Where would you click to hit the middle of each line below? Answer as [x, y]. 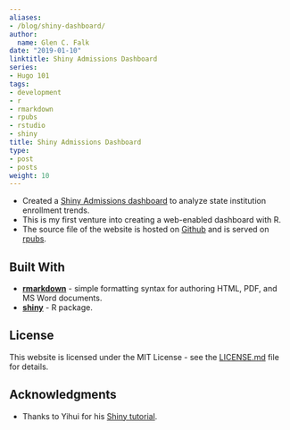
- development [36, 92]
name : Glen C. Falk [54, 42]
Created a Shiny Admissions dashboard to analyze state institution [144, 201]
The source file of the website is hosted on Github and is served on [145, 230]
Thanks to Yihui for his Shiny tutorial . [90, 416]
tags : [19, 84]
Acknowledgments [63, 395]
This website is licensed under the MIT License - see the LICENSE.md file [144, 357]
